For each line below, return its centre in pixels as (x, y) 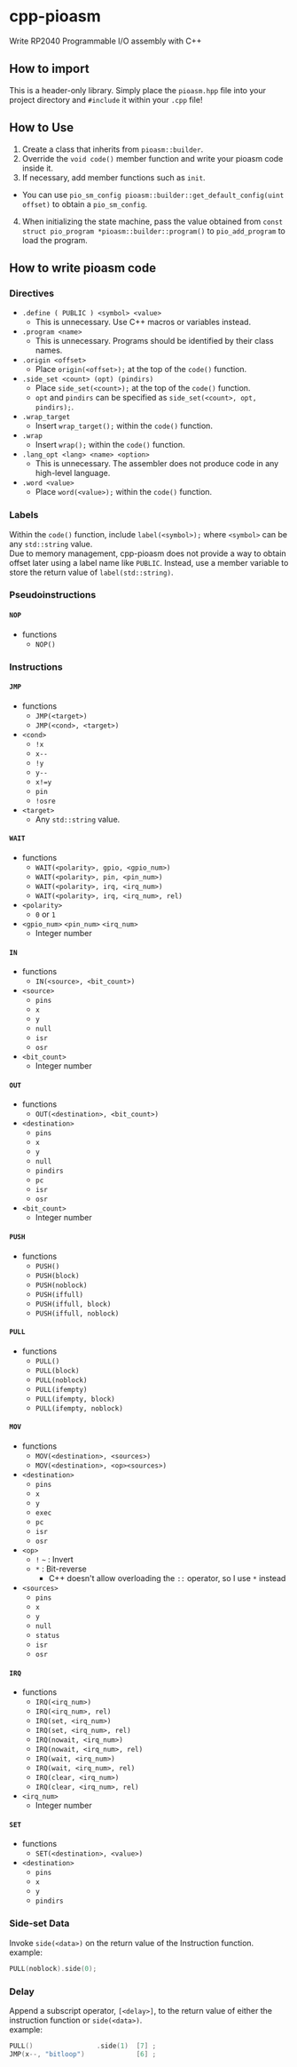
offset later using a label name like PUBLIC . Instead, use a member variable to (149, 562)
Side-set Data (39, 1923)
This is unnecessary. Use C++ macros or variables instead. (143, 322)
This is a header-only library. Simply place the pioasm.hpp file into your (137, 90)
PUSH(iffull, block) (73, 1304)
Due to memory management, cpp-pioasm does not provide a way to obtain (148, 553)
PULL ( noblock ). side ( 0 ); (53, 1968)
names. (49, 350)
